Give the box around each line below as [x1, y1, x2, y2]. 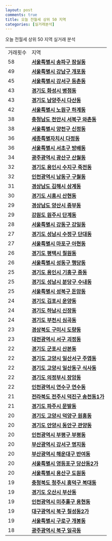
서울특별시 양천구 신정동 [31, 125, 86, 133]
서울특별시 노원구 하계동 [31, 107, 86, 114]
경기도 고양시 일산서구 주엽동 [31, 355, 97, 362]
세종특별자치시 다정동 [31, 135, 80, 142]
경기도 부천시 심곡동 [31, 317, 77, 324]
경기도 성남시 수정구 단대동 [31, 230, 92, 238]
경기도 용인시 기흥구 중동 [31, 269, 87, 276]
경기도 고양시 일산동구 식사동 [31, 365, 97, 372]
